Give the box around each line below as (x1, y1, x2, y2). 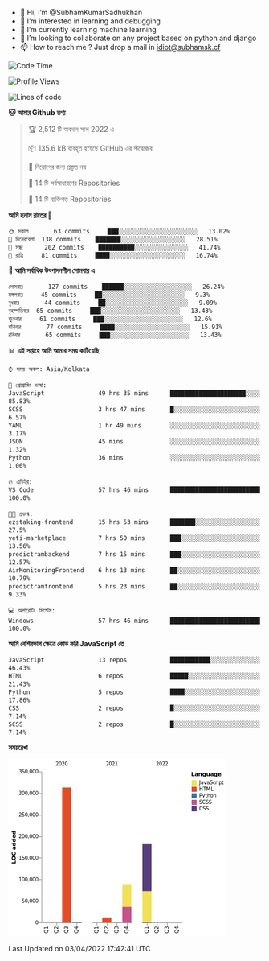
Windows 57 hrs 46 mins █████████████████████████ (8, 617, 261, 625)
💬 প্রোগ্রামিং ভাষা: (8, 382, 47, 390)
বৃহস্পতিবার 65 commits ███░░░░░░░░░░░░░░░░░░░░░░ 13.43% (8, 307, 213, 315)
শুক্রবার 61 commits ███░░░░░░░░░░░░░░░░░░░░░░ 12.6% (8, 315, 213, 323)
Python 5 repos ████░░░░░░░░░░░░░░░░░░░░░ (8, 688, 261, 696)
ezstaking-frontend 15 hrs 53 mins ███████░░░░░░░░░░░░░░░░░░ (8, 518, 261, 526)
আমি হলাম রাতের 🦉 (8, 210, 53, 220)
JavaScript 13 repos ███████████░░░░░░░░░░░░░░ (8, 656, 261, 664)
